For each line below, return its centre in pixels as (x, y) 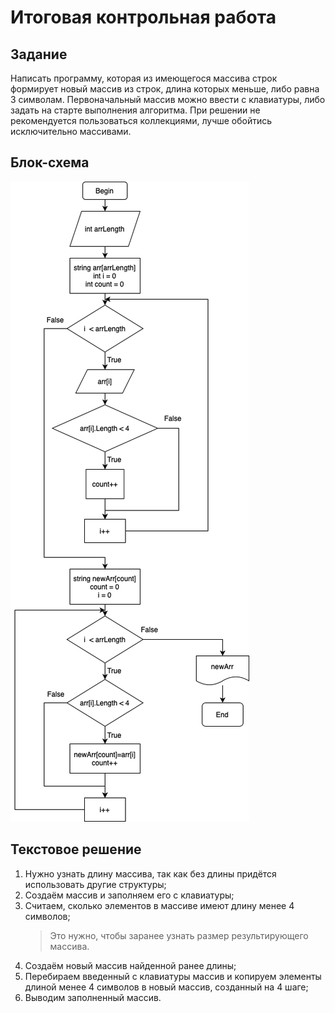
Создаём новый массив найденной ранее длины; (130, 965)
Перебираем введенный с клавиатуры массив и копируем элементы (173, 976)
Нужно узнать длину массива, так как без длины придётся (150, 873)
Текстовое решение (76, 849)
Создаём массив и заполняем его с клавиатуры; (129, 895)
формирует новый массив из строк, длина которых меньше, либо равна (165, 89)
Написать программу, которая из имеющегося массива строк (144, 78)
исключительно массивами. (71, 131)
